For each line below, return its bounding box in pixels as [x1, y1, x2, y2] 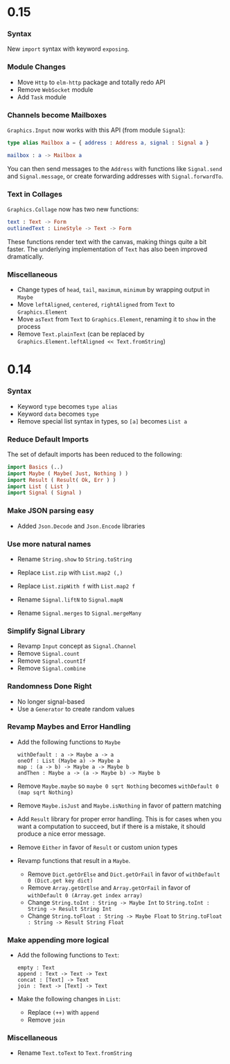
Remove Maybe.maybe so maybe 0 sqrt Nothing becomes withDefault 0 [17, 782, 220, 790]
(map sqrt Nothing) [17, 789, 74, 796]
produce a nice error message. [17, 829, 106, 838]
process [17, 323, 41, 331]
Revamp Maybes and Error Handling [7, 722, 131, 732]
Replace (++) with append [27, 1008, 99, 1017]
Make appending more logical [7, 935, 109, 944]
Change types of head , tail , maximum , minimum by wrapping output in [17, 286, 210, 294]
